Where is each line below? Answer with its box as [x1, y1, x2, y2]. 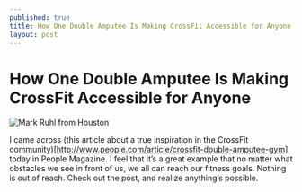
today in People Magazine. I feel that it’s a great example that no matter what [9, 153, 293, 164]
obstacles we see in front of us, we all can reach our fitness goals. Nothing [9, 163, 287, 174]
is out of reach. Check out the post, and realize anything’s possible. [9, 172, 259, 184]
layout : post [9, 30, 58, 39]
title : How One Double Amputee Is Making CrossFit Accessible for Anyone [9, 22, 292, 31]
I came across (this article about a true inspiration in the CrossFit [9, 135, 249, 145]
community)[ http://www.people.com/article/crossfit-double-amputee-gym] [9, 144, 289, 155]
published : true [9, 13, 70, 22]
